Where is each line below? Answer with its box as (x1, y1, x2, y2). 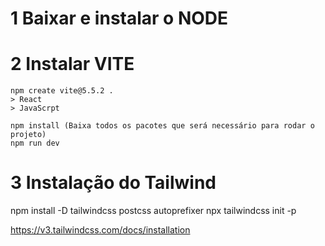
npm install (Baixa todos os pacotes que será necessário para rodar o (10, 121, 315, 131)
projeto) (10, 130, 47, 140)
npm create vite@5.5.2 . (10, 86, 114, 96)
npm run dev (10, 138, 60, 149)
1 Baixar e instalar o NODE (10, 7, 229, 30)
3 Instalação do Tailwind (10, 172, 217, 194)
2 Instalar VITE (10, 53, 135, 76)
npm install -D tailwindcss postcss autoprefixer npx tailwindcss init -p (10, 205, 297, 217)
